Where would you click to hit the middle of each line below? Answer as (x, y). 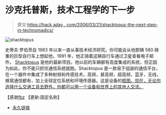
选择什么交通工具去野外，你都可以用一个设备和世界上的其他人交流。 (74, 86)
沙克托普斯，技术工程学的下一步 (70, 10)
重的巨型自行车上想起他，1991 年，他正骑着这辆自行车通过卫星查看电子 (77, 56)
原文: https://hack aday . (41, 25)
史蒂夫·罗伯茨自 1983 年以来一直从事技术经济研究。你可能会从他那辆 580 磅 (82, 50)
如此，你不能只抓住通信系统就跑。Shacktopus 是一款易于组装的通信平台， (85, 68)
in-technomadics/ (35, 30)
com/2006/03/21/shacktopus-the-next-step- (112, 25)
